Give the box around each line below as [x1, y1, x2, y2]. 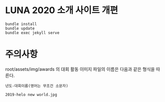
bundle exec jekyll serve [5, 30, 59, 35]
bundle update [5, 26, 35, 31]
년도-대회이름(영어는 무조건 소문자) [5, 83, 68, 88]
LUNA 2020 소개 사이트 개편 [5, 5, 118, 16]
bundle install [5, 21, 37, 27]
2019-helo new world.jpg [5, 92, 57, 97]
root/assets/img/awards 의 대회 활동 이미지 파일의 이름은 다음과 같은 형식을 [5, 66, 155, 72]
